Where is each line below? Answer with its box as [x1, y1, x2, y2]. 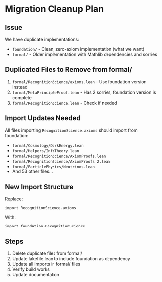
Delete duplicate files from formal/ [12, 250, 83, 256]
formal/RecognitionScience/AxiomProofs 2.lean [12, 159, 110, 164]
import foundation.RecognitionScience [5, 224, 85, 229]
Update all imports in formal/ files [12, 261, 81, 267]
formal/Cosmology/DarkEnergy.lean [12, 143, 84, 148]
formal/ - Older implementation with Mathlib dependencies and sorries [12, 51, 158, 57]
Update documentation [12, 272, 59, 278]
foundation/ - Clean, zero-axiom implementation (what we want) [12, 46, 145, 52]
